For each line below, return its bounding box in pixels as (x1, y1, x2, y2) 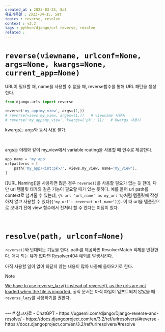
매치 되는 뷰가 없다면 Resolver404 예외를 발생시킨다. (11, 253, 113, 259)
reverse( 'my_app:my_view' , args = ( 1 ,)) (5, 108, 84, 113)
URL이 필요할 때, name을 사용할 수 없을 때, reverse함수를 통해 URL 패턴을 (5, 83, 147, 89)
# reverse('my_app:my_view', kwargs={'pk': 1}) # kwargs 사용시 (5, 118, 141, 122)
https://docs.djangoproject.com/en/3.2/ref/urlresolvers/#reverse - (26, 316, 160, 322)
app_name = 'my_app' (5, 157, 48, 162)
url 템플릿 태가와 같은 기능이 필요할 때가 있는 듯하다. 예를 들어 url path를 (10, 186, 149, 192)
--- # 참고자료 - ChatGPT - (5, 310, 58, 316)
